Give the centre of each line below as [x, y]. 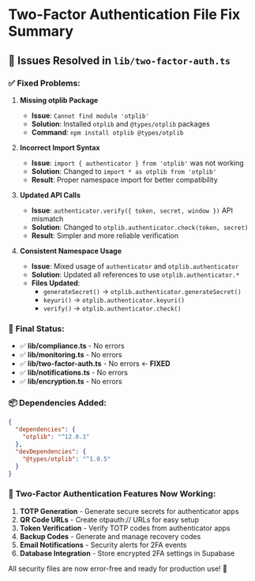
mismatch [47, 218]
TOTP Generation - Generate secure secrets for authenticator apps [129, 511]
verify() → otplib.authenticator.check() [112, 308]
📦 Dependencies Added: [57, 403]
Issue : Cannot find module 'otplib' [90, 115]
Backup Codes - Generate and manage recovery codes [110, 536]
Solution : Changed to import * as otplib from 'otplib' [124, 171]
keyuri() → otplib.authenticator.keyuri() [114, 300]
